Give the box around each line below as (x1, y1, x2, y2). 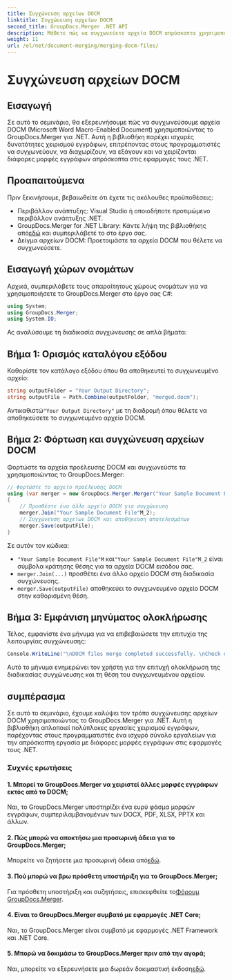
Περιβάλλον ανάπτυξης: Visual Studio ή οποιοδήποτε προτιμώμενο (17, 206, 211, 215)
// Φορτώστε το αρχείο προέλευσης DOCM (7, 483, 122, 490)
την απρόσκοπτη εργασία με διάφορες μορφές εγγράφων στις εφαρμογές (7, 738, 222, 747)
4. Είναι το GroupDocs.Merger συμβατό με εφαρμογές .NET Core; (7, 911, 202, 919)
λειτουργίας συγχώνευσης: (7, 637, 86, 645)
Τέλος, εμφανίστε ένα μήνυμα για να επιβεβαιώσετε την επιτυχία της (7, 630, 209, 638)
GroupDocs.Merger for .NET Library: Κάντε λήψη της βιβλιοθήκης (17, 221, 207, 229)
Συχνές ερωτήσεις (7, 763, 72, 773)
